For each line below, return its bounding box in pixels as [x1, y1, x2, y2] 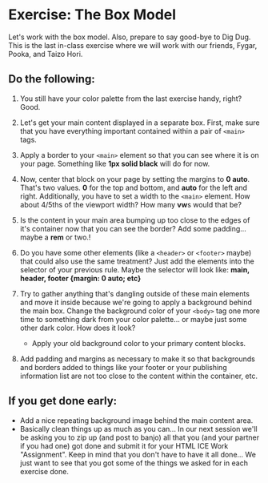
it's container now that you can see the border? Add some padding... [19, 223, 246, 233]
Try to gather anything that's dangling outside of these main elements [19, 288, 250, 298]
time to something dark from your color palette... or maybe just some [19, 314, 247, 324]
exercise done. [19, 466, 70, 476]
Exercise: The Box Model [8, 6, 177, 24]
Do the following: [8, 72, 95, 86]
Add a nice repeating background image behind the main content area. [19, 415, 254, 425]
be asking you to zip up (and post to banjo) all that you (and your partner [19, 433, 260, 442]
